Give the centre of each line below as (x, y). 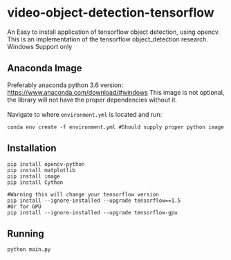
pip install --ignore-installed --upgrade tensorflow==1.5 (94, 201)
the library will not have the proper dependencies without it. (92, 100)
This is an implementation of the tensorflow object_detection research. (108, 39)
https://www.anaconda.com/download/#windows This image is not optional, (116, 92)
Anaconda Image (45, 68)
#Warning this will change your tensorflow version (83, 194)
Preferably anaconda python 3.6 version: (65, 85)
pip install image (34, 176)
